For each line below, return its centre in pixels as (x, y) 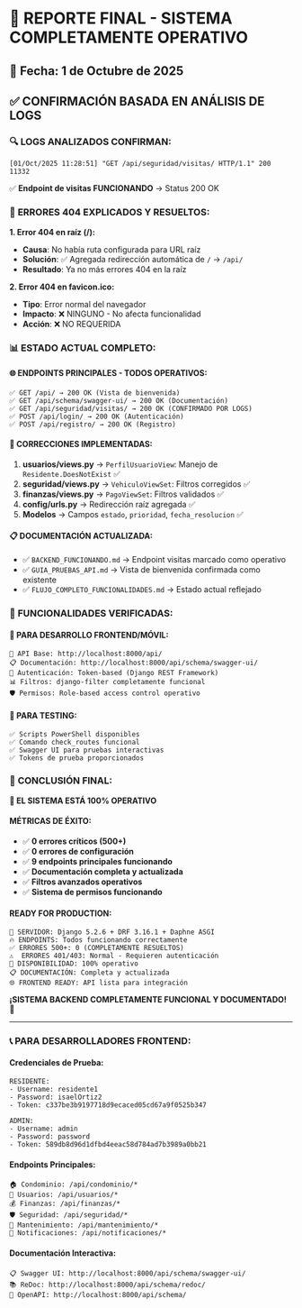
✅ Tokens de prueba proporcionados (77, 758)
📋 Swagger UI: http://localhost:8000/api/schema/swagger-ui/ (128, 1273)
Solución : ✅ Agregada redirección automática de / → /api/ (133, 259)
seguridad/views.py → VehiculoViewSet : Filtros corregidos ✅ (136, 484)
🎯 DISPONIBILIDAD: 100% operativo (74, 964)
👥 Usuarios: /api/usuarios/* (64, 1195)
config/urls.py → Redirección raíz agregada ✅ (109, 504)
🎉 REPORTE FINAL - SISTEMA (121, 18)
